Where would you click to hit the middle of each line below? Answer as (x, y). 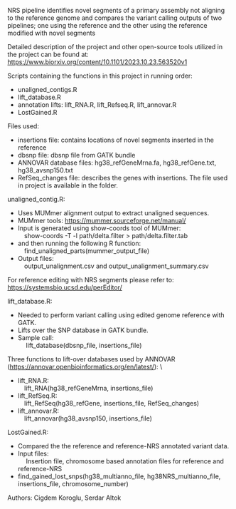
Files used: (23, 126)
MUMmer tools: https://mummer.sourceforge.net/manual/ (102, 221)
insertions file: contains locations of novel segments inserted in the (116, 140)
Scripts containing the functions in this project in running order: (100, 76)
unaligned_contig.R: (36, 199)
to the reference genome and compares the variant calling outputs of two (115, 18)
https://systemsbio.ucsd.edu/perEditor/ (65, 287)
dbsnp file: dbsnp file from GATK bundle (76, 155)
